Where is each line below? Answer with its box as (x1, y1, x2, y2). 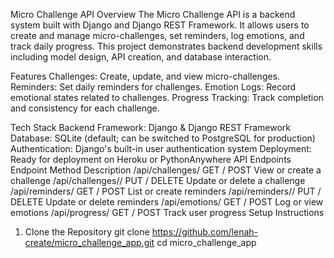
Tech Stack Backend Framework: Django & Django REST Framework (10, 122, 291, 133)
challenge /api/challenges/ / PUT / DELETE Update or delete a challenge (10, 175, 306, 186)
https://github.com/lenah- (151, 226, 258, 238)
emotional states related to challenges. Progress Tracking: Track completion (10, 92, 324, 103)
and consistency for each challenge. (10, 102, 160, 114)
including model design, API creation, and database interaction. (10, 51, 272, 63)
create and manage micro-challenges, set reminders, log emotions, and (10, 30, 305, 41)
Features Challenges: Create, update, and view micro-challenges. (10, 70, 281, 82)
